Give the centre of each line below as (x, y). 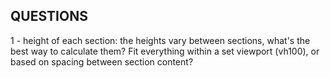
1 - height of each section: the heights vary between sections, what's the (160, 40)
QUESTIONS (49, 16)
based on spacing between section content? (102, 61)
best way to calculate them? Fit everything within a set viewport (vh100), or (165, 51)
